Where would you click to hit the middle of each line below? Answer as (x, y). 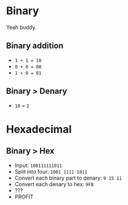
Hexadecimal (39, 129)
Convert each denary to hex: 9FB (54, 184)
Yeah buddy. (22, 27)
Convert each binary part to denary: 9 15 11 (68, 178)
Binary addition (35, 46)
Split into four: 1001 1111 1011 (51, 171)
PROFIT (24, 197)
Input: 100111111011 (38, 165)
